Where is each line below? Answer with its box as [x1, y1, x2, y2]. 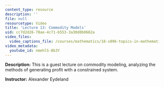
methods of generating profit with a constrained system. [5, 66, 119, 72]
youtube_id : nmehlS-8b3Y [9, 48, 60, 53]
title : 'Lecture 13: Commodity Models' [5, 25, 86, 30]
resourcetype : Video [5, 21, 47, 26]
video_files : [5, 35, 32, 40]
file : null [5, 16, 27, 21]
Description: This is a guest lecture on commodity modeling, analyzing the [5, 62, 156, 67]
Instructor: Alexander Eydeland [5, 76, 69, 82]
